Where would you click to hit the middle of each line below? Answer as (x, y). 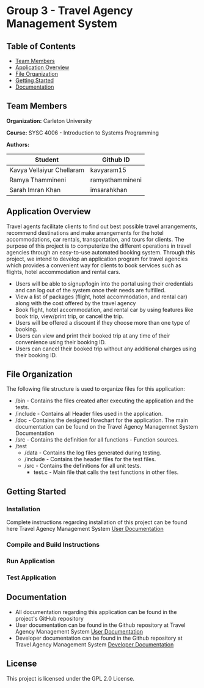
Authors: (18, 144)
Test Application (31, 577)
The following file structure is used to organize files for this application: (96, 389)
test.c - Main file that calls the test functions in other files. (106, 472)
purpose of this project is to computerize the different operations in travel (99, 246)
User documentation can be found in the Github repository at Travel (100, 625)
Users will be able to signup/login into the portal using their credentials (104, 283)
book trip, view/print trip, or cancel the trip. (69, 316)
